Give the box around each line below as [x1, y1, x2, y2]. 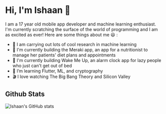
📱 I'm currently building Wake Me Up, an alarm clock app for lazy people [12, 57, 162, 63]
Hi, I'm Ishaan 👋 [5, 4, 71, 16]
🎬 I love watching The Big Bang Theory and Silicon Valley [12, 73, 131, 79]
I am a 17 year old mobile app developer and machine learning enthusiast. [5, 21, 156, 27]
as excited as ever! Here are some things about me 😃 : [5, 31, 118, 37]
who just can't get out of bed [12, 62, 72, 68]
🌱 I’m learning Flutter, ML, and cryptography [12, 67, 103, 74]
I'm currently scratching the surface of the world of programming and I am [5, 26, 158, 32]
